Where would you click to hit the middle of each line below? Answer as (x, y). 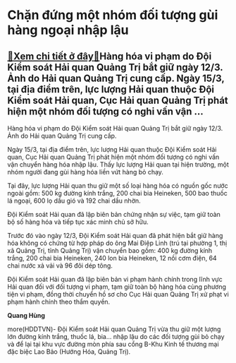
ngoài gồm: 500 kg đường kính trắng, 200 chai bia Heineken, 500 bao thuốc (117, 193)
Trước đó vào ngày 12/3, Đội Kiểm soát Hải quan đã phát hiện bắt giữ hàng (115, 236)
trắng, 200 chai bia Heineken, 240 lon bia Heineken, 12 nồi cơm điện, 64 (112, 258)
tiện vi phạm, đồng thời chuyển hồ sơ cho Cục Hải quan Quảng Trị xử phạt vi (118, 294)
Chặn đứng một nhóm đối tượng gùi (113, 15)
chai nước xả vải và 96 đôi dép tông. (60, 266)
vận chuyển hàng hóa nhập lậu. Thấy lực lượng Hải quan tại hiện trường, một (118, 165)
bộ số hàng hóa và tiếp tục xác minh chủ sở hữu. (78, 222)
